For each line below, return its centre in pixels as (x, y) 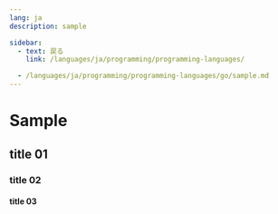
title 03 (24, 201)
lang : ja (26, 18)
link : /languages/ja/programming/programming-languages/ (135, 60)
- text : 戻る (41, 51)
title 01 (29, 154)
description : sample (48, 26)
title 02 (25, 180)
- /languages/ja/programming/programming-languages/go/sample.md (144, 76)
